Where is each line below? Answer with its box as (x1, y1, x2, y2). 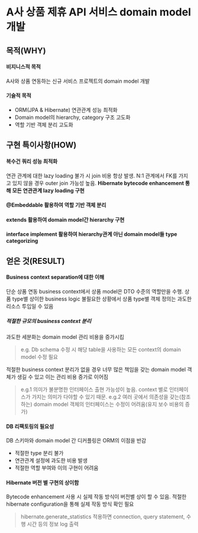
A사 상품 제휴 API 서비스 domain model (6, 5, 191, 19)
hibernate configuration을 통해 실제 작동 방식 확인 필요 (6, 500, 134, 508)
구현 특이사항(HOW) (6, 140, 77, 150)
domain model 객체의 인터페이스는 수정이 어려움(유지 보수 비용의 (33, 400, 184, 408)
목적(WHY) (6, 46, 46, 56)
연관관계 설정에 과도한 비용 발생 (14, 457, 87, 464)
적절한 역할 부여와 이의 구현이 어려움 (14, 464, 99, 471)
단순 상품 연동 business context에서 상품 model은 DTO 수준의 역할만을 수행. (6, 288, 184, 295)
